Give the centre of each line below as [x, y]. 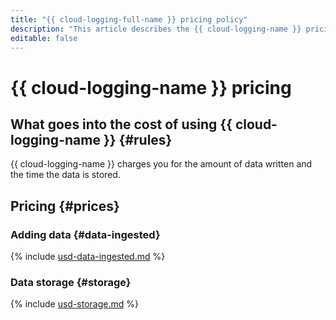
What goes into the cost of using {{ [121, 124]
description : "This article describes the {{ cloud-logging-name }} [156, 29]
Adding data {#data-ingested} [85, 234]
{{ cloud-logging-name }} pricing [151, 87]
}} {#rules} [138, 139]
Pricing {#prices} [65, 206]
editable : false [44, 38]
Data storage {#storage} [71, 282]
